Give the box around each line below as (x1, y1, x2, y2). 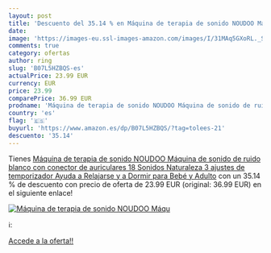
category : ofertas (8, 49, 70, 57)
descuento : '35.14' (8, 131, 74, 139)
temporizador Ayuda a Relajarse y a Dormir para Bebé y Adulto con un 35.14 (8, 171, 261, 180)
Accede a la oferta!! (8, 235, 74, 246)
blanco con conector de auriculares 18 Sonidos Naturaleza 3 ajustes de (8, 162, 245, 172)
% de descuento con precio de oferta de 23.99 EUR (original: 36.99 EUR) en (8, 179, 262, 189)
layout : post (8, 11, 52, 20)
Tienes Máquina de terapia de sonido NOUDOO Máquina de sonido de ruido (8, 154, 261, 164)
